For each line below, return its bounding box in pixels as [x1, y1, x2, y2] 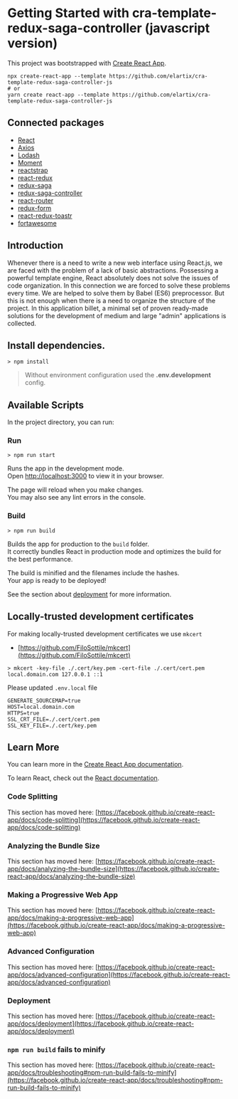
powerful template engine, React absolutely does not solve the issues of [7, 273, 219, 282]
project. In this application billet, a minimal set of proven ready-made [7, 304, 208, 312]
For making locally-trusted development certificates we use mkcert [7, 629, 202, 638]
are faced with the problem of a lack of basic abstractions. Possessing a [7, 265, 219, 275]
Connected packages [7, 117, 104, 129]
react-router [17, 196, 54, 204]
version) [7, 36, 58, 51]
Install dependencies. [7, 340, 105, 352]
